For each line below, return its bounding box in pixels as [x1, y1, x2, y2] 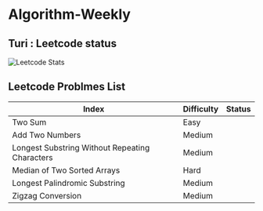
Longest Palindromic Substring [12, 177, 125, 188]
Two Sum [12, 116, 47, 127]
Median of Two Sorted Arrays [12, 165, 121, 176]
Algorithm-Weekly [8, 5, 131, 24]
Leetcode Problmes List [8, 80, 126, 93]
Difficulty [182, 104, 219, 115]
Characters [12, 151, 53, 162]
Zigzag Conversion [12, 190, 82, 201]
